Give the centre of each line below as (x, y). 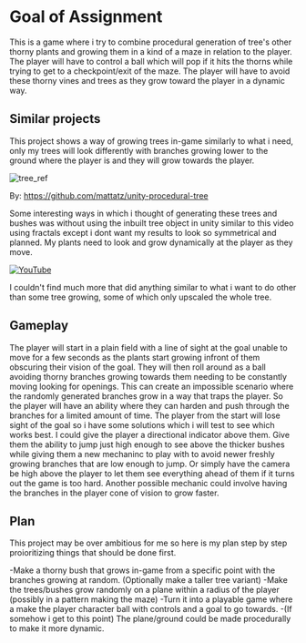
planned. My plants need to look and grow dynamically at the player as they (151, 242)
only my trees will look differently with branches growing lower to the (139, 150)
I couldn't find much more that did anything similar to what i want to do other (153, 287)
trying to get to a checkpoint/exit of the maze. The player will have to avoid (150, 71)
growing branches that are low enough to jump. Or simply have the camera (150, 464)
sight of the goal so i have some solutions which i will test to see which (142, 424)
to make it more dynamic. (57, 628)
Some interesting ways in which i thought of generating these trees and (143, 213)
